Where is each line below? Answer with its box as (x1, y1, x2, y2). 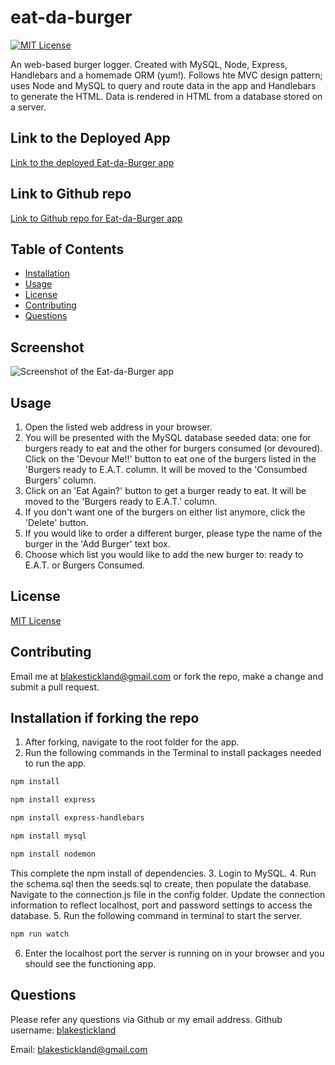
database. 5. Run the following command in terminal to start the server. (10, 909, 303, 921)
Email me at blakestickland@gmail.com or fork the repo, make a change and (10, 670, 324, 682)
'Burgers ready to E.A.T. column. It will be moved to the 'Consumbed (24, 464, 308, 475)
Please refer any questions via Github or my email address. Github (10, 1013, 283, 1025)
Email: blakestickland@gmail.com (10, 1043, 148, 1055)
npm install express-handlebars (10, 813, 145, 823)
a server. (10, 101, 47, 113)
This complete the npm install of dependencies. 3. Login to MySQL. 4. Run (10, 867, 317, 879)
